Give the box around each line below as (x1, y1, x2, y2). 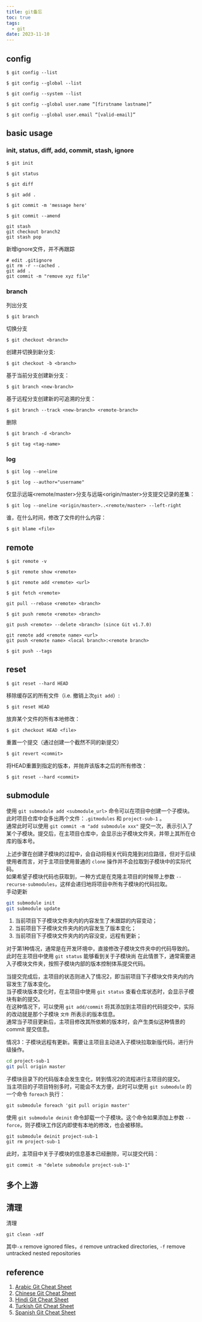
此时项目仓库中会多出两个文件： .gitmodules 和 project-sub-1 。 (6, 815, 165, 822)
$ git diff (6, 181, 34, 187)
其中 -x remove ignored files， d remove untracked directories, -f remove (6, 1243, 186, 1250)
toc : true (6, 14, 31, 21)
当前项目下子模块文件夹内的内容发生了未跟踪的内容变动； (14, 917, 158, 924)
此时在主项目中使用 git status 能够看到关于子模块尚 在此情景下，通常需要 (6, 953, 191, 960)
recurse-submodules (6, 882, 55, 888)
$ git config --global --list (6, 80, 82, 86)
